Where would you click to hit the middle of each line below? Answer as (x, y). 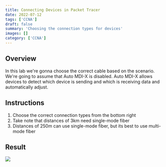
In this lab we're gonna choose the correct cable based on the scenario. (80, 71)
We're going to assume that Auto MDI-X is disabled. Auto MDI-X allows (79, 76)
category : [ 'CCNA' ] (26, 38)
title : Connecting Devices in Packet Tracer (53, 10)
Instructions (25, 103)
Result (16, 147)
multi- (155, 126)
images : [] (17, 33)
